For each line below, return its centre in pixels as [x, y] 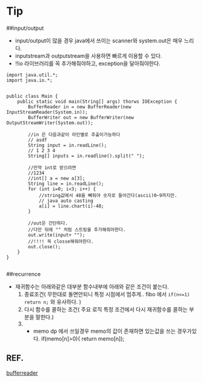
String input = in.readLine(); [68, 145]
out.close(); [45, 247]
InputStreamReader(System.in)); [47, 112]
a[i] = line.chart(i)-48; [71, 206]
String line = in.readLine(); [66, 184]
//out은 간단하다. [48, 223]
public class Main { [32, 96]
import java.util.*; [32, 75]
